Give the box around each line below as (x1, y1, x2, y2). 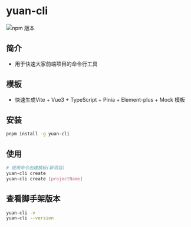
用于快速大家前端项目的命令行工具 (14, 60, 98, 67)
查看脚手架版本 (6, 194, 61, 204)
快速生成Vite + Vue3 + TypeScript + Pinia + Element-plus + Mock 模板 (14, 96, 186, 103)
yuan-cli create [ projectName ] (6, 176, 83, 181)
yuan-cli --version (6, 215, 54, 221)
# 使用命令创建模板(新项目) (6, 165, 65, 171)
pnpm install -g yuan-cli (6, 131, 70, 137)
